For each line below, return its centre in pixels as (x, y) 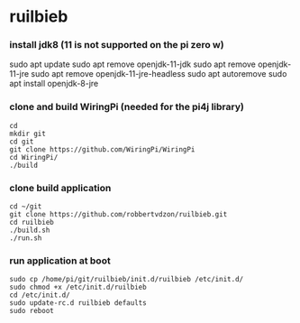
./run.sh (26, 238)
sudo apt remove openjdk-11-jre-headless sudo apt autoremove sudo (159, 74)
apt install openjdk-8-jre (54, 84)
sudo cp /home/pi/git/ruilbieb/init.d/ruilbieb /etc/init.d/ (127, 280)
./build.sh (30, 231)
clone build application (60, 188)
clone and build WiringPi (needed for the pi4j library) (127, 107)
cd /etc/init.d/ (40, 295)
